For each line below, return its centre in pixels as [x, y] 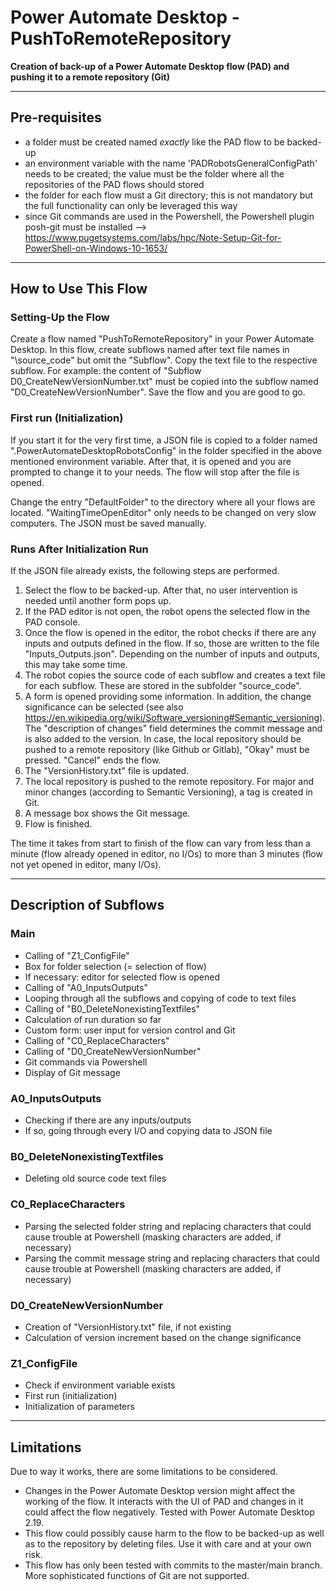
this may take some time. [76, 665]
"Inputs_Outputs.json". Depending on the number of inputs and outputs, [172, 654]
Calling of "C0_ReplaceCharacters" [97, 1040]
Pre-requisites [56, 117]
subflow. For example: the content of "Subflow [106, 371]
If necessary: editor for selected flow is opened [122, 977]
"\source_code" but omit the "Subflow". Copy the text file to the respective [164, 360]
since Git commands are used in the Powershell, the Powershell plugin [169, 216]
